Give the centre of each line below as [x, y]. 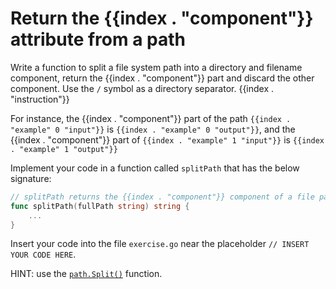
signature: [31, 178]
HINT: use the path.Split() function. [86, 274]
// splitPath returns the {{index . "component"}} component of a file [162, 197]
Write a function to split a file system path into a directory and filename [156, 67]
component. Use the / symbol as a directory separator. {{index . [142, 88]
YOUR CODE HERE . [43, 254]
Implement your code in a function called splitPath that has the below [155, 168]
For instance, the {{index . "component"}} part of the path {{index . [151, 118]
